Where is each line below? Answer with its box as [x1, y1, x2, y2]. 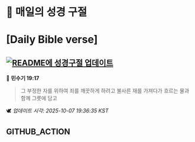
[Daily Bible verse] [6, 33, 98, 46]
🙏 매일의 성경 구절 [6, 5, 87, 19]
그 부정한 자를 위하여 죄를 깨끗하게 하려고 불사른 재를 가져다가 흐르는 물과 [20, 87, 190, 95]
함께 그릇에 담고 [20, 95, 57, 102]
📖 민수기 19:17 [6, 75, 40, 82]
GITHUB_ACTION [6, 127, 71, 137]
